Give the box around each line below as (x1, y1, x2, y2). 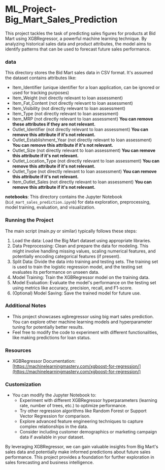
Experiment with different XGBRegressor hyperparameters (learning (19, 397, 158, 403)
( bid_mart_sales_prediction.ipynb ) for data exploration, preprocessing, (5, 199, 151, 205)
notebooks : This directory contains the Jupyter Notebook (5, 194, 123, 200)
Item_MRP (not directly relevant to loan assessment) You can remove (12, 116, 154, 122)
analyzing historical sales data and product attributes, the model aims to (5, 41, 152, 46)
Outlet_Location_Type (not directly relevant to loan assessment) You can (12, 158, 160, 164)
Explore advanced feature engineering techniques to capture (19, 419, 144, 425)
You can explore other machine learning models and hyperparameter (12, 319, 153, 325)
